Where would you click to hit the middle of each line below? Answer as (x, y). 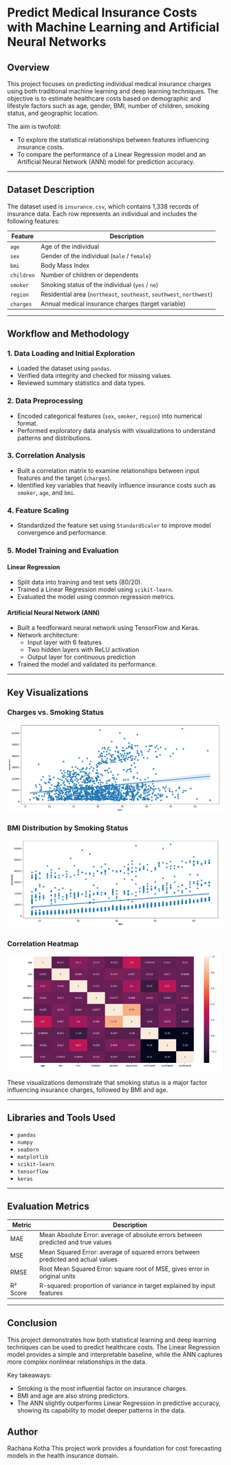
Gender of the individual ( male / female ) (96, 255)
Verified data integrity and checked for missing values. (95, 376)
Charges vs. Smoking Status (56, 712)
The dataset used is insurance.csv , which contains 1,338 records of (103, 206)
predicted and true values (75, 1242)
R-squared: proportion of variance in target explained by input (127, 1286)
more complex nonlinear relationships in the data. (77, 1362)
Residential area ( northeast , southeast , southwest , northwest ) (127, 294)
